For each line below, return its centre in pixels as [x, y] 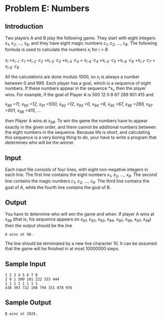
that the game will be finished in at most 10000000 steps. [62, 249]
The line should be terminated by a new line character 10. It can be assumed [81, 243]
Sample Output [28, 303]
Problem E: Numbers [47, 8]
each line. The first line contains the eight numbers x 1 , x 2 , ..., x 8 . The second [81, 175]
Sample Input [25, 264]
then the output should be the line [39, 225]
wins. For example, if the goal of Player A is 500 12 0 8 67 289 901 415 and [79, 95]
